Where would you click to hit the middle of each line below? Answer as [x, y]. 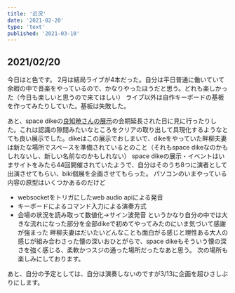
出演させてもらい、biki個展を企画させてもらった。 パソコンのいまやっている [117, 174]
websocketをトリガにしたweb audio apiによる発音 [90, 197]
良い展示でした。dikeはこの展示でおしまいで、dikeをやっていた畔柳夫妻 [123, 138]
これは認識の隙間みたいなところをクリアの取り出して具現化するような [121, 130]
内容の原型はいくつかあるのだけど [56, 183]
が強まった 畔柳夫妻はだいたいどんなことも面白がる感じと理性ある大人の [122, 233]
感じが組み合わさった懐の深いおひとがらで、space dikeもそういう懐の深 [122, 241]
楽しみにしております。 [51, 259]
